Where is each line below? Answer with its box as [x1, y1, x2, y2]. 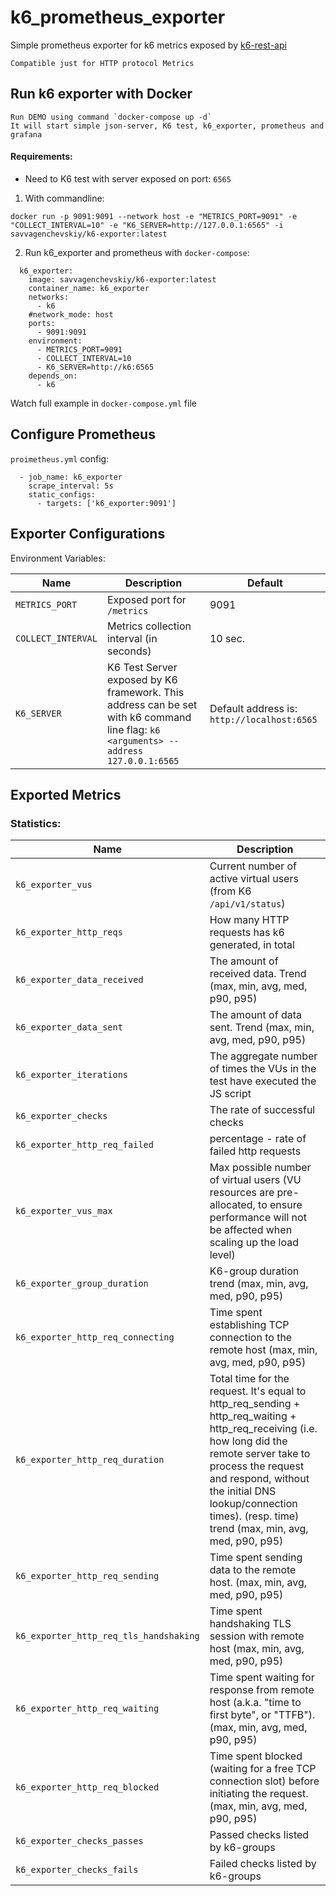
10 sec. [209, 631, 246, 645]
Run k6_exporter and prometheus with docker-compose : [24, 246, 250, 258]
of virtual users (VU [209, 1173, 302, 1187]
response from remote [209, 1683, 315, 1697]
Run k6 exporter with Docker [10, 86, 193, 103]
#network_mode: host [28, 309, 114, 320]
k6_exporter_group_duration [15, 1278, 149, 1290]
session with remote [209, 1629, 305, 1643]
